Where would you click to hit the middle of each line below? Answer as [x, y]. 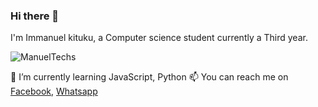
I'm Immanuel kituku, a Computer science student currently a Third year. [159, 38]
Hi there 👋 [35, 16]
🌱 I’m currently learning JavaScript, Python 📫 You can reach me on [149, 77]
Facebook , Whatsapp [54, 91]
